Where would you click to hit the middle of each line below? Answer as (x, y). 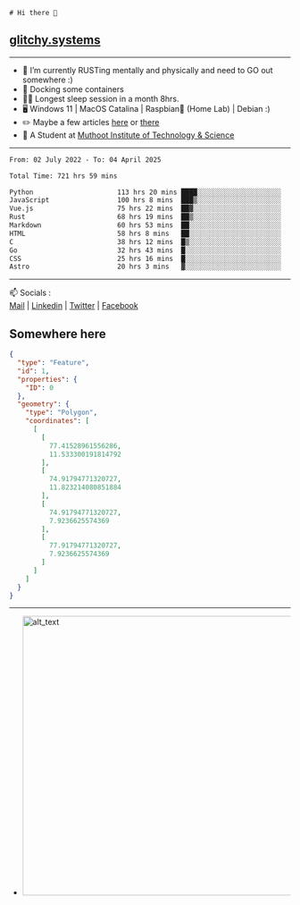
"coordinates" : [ (58, 421)
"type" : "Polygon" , (62, 413)
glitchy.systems (55, 40)
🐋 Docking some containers (73, 89)
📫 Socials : (30, 293)
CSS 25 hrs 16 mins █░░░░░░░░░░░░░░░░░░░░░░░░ (145, 258)
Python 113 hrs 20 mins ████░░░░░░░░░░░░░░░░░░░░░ (145, 192)
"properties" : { (47, 379)
